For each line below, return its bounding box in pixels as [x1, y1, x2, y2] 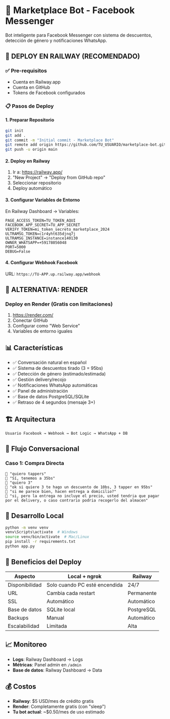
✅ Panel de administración [12, 388, 68, 394]
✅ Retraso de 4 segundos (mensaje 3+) [12, 399, 96, 405]
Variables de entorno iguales [12, 328, 72, 334]
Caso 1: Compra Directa [5, 460, 64, 467]
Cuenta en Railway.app [12, 78, 61, 85]
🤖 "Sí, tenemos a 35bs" [5, 476, 56, 481]
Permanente [127, 589, 157, 597]
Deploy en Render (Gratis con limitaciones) [5, 301, 113, 308]
